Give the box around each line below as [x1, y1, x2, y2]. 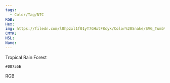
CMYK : [5, 31, 17, 36]
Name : [5, 40, 17, 46]
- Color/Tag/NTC [10, 12, 44, 17]
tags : [5, 7, 17, 13]
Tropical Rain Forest [5, 54, 47, 60]
